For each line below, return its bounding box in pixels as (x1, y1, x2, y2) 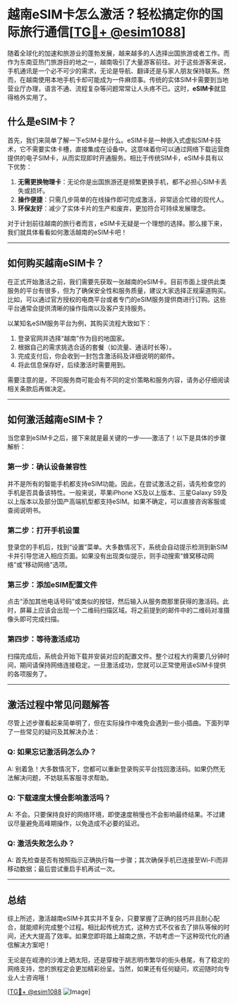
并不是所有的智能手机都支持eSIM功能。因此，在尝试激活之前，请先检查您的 (7, 479, 226, 488)
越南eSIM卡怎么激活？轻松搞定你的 (7, 6, 211, 23)
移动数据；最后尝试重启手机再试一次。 (7, 864, 119, 874)
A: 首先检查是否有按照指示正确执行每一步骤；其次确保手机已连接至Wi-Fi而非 (7, 856, 229, 864)
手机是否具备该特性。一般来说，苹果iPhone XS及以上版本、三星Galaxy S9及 (7, 488, 228, 497)
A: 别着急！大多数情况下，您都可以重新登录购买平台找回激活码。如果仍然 (7, 765, 219, 773)
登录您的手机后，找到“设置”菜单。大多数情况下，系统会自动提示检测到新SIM (7, 543, 228, 551)
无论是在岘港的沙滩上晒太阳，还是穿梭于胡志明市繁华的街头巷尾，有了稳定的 (7, 956, 230, 964)
